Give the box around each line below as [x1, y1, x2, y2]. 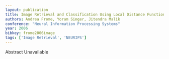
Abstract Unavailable [5, 48, 49, 55]
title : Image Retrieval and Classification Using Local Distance [5, 12, 145, 17]
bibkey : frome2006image [5, 30, 55, 35]
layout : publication [5, 7, 49, 12]
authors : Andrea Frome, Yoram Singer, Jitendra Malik [5, 16, 121, 21]
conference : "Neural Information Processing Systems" [5, 21, 121, 26]
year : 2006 [5, 26, 28, 31]
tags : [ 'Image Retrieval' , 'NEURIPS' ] [5, 35, 87, 40]
